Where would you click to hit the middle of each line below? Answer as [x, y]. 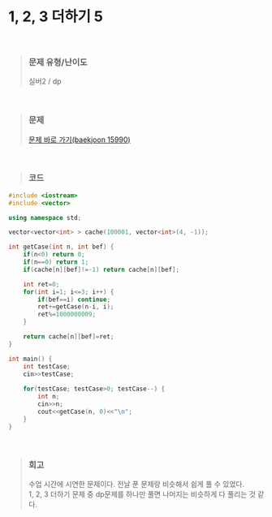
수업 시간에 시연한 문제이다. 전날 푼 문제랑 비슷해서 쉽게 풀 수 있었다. [136, 484]
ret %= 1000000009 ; [67, 315]
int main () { [30, 359]
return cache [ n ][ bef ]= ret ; [69, 337]
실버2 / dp [45, 81]
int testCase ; [47, 366]
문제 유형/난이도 [58, 62]
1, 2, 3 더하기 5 [56, 17]
